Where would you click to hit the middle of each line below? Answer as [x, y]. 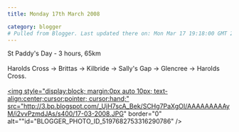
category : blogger [34, 27]
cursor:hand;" [109, 99]
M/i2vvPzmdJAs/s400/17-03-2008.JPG [66, 114]
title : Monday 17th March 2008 [54, 14]
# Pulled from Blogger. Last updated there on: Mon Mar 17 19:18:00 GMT [117, 33]
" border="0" [143, 114]
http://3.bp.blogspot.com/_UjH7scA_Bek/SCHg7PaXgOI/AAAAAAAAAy [127, 106]
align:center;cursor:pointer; [47, 99]
